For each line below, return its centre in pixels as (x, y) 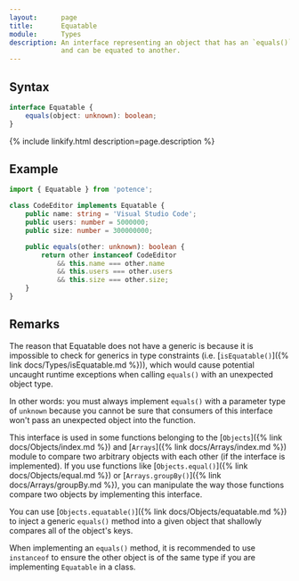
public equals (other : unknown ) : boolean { (105, 246)
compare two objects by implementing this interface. (106, 494)
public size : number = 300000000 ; (89, 230)
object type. (31, 384)
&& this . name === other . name (111, 263)
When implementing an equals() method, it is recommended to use (133, 548)
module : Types (45, 34)
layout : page (43, 17)
